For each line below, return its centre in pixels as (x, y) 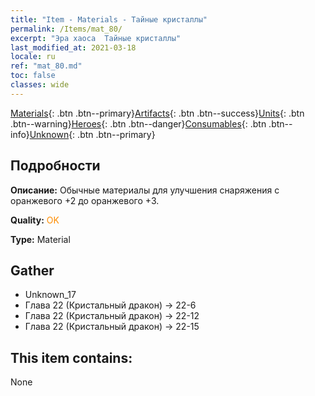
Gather (32, 270)
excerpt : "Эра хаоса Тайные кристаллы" (96, 38)
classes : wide (40, 85)
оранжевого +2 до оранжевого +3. (85, 200)
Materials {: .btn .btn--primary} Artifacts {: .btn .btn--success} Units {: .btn (157, 113)
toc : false (33, 76)
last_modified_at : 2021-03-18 (73, 47)
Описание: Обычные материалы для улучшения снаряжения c (145, 190)
